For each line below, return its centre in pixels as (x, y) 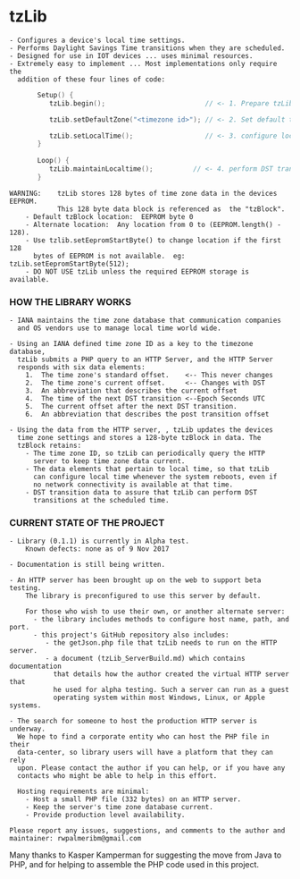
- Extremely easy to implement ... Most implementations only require (143, 63)
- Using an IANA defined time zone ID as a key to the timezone (131, 344)
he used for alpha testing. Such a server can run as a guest (171, 690)
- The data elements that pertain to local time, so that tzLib (147, 469)
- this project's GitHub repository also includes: (131, 635)
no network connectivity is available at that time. (133, 485)
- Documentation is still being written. (87, 565)
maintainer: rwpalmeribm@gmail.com (75, 839)
